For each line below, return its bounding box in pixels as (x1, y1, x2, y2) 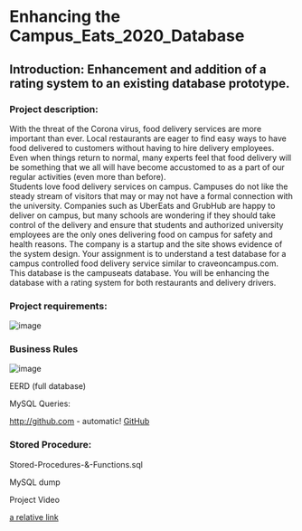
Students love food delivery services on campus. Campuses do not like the (9, 181, 288, 192)
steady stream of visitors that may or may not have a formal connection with (9, 190, 294, 201)
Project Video (9, 494, 61, 505)
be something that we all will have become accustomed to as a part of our (9, 161, 285, 173)
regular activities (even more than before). (9, 171, 166, 182)
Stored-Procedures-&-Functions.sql (9, 459, 143, 469)
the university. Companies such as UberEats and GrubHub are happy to (9, 200, 276, 211)
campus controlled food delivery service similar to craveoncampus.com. (9, 258, 278, 269)
